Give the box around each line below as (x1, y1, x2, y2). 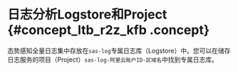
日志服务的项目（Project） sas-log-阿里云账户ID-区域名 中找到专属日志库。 (7, 55, 219, 64)
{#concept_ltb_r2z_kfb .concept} (7, 22, 210, 38)
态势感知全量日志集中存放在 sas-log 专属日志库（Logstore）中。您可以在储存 (7, 46, 231, 55)
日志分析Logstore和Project (7, 6, 167, 23)
